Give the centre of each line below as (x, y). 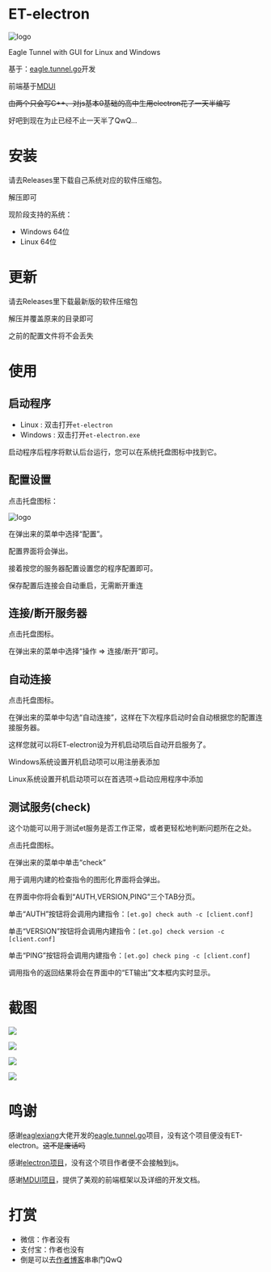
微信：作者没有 (45, 1239)
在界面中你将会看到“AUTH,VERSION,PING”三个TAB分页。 (104, 897)
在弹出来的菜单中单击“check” (57, 863)
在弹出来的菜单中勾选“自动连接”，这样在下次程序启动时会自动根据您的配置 (132, 717)
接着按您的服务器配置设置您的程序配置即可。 (83, 568)
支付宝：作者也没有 (52, 1249)
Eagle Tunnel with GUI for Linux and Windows (85, 52)
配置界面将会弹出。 (40, 551)
